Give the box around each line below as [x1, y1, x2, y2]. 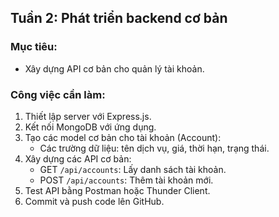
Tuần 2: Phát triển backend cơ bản [10, 10, 228, 27]
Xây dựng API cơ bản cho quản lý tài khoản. [24, 62, 205, 75]
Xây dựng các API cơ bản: [24, 152, 132, 165]
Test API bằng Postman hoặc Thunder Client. [24, 184, 211, 196]
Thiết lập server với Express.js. [24, 110, 152, 122]
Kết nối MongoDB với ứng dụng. [24, 121, 157, 133]
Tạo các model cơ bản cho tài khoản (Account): [24, 131, 222, 143]
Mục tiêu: [10, 40, 58, 54]
